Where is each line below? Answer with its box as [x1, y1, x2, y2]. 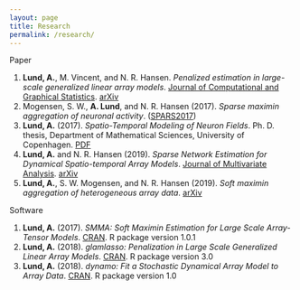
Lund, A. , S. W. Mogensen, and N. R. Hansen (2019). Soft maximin [22, 178, 269, 189]
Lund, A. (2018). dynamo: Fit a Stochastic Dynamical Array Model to [22, 261, 278, 272]
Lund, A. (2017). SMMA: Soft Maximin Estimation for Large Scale [22, 222, 265, 233]
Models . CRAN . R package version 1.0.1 [51, 232, 196, 243]
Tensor [22, 232, 50, 243]
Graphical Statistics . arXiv [22, 91, 119, 102]
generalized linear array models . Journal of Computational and [44, 82, 279, 93]
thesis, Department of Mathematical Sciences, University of [22, 130, 245, 141]
